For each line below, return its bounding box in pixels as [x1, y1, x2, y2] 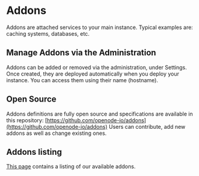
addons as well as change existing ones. [6, 129, 107, 137]
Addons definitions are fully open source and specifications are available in [6, 110, 193, 117]
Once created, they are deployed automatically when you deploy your [6, 70, 180, 77]
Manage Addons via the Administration [6, 48, 157, 58]
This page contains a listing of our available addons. [6, 163, 136, 170]
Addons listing [6, 146, 62, 157]
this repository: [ [6, 116, 47, 124]
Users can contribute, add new [108, 123, 186, 130]
